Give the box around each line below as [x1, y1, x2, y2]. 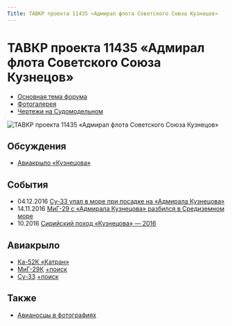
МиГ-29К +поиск [17, 265, 68, 273]
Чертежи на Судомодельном [17, 107, 104, 115]
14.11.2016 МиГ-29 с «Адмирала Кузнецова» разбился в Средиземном [17, 205, 225, 213]
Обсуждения [7, 140, 66, 152]
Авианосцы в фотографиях [17, 311, 97, 319]
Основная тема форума [17, 92, 88, 100]
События [7, 179, 48, 190]
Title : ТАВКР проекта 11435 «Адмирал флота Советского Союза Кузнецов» [7, 10, 218, 17]
